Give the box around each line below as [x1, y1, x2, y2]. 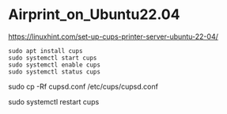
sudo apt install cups [8, 47, 83, 55]
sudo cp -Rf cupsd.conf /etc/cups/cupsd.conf [8, 82, 158, 91]
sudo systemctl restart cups [8, 97, 100, 106]
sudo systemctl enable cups [8, 61, 101, 69]
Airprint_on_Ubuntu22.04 [8, 6, 180, 24]
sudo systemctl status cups [8, 67, 101, 76]
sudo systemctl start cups [8, 54, 97, 62]
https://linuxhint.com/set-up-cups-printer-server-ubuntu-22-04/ [8, 32, 219, 41]
